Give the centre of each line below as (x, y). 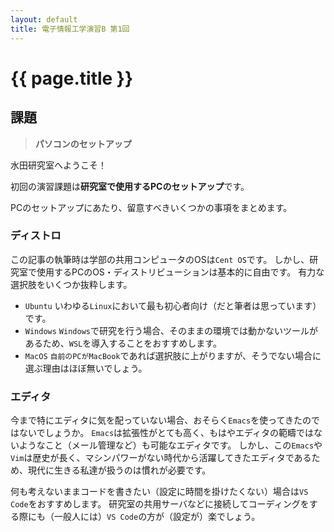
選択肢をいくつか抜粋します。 (71, 284)
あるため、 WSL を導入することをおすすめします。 (123, 343)
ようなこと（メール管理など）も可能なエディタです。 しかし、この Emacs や (170, 445)
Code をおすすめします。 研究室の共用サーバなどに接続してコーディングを (160, 504)
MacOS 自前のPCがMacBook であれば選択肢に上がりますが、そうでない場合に (173, 355)
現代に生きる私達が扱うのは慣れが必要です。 (119, 470)
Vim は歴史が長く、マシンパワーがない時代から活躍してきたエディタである (161, 458)
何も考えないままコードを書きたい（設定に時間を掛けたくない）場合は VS (159, 492)
